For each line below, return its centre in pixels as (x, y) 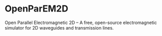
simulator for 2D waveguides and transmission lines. (59, 27)
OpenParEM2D (37, 9)
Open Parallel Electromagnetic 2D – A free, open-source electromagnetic (81, 22)
